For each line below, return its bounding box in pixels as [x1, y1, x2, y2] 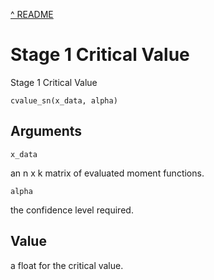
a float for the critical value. [10, 259, 124, 271]
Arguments [10, 123, 83, 140]
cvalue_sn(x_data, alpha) [10, 95, 118, 106]
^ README [10, 9, 54, 20]
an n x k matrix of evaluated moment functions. [10, 167, 205, 179]
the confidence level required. [10, 204, 134, 216]
